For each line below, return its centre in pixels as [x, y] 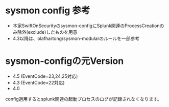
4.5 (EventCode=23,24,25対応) [45, 76]
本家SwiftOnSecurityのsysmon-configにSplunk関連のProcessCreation [86, 26]
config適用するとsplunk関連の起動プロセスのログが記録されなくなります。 [84, 99]
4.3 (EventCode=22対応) [39, 82]
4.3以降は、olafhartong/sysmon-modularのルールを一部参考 [76, 38]
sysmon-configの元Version [65, 61]
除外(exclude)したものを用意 [47, 32]
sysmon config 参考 [48, 10]
